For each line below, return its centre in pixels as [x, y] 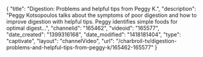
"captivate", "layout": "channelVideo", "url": [61, 41]
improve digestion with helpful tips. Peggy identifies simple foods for [92, 22]
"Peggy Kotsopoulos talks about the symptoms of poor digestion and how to [101, 15]
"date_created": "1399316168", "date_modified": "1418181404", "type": [94, 35]
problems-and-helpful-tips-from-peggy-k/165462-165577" [80, 47]
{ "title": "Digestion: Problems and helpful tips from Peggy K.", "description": [101, 9]
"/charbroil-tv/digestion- [146, 41]
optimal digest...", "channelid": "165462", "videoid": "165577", [83, 28]
